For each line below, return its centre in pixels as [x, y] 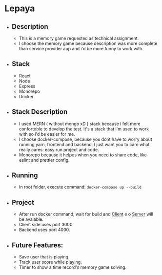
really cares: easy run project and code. [59, 149]
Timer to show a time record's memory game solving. [73, 267]
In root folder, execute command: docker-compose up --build [80, 187]
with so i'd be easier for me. [47, 134]
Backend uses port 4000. [44, 230]
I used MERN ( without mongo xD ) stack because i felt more [80, 124]
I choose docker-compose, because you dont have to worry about [85, 139]
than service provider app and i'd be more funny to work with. [81, 49]
